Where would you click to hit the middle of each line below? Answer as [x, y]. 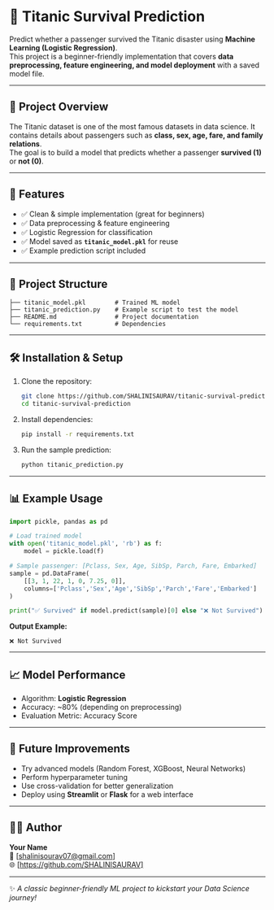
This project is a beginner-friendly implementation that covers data [122, 56]
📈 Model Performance [67, 675]
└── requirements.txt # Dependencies [87, 324]
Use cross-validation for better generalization [97, 786]
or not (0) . [26, 161]
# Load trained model [46, 536]
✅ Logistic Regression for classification [87, 232]
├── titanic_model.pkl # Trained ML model [95, 303]
